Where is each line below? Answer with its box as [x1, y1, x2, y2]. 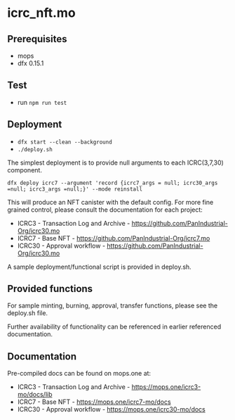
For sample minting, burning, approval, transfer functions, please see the [7, 301, 218, 310]
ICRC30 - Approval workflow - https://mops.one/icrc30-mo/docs [17, 405, 206, 414]
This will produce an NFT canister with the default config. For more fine [7, 198, 214, 206]
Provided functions [7, 283, 93, 295]
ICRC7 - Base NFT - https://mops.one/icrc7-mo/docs [17, 397, 171, 406]
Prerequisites [7, 33, 67, 45]
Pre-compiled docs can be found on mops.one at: [7, 369, 152, 378]
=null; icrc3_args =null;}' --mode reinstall [7, 185, 142, 193]
